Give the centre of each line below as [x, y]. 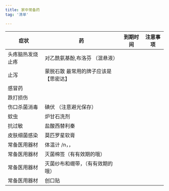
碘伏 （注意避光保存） [70, 107]
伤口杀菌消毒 [23, 107]
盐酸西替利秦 [60, 126]
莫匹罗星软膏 [60, 135]
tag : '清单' [17, 15]
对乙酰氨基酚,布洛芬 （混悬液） [81, 58]
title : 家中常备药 [23, 10]
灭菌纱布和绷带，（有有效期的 [79, 163]
